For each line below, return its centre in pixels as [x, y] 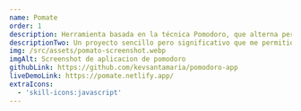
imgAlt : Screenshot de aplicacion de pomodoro [98, 59]
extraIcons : [31, 84]
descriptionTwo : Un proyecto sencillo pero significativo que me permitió [152, 43]
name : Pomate [34, 17]
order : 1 [26, 26]
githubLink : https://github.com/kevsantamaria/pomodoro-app [124, 68]
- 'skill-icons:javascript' [70, 92]
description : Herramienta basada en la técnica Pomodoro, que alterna [144, 34]
